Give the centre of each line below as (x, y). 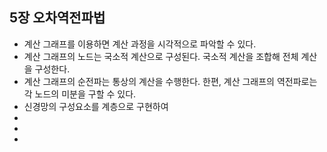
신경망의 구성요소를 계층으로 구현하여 (96, 106)
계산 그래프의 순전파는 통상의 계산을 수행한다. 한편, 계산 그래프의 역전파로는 (170, 81)
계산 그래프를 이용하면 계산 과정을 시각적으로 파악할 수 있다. (140, 44)
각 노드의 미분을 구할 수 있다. (80, 94)
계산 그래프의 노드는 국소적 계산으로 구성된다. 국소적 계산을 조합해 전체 (161, 56)
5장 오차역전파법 (57, 18)
